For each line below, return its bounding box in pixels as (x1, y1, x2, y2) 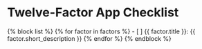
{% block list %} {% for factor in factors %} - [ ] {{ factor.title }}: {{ (7, 27, 196, 35)
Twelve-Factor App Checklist (7, 5, 179, 20)
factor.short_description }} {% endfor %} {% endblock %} (7, 34, 172, 42)
